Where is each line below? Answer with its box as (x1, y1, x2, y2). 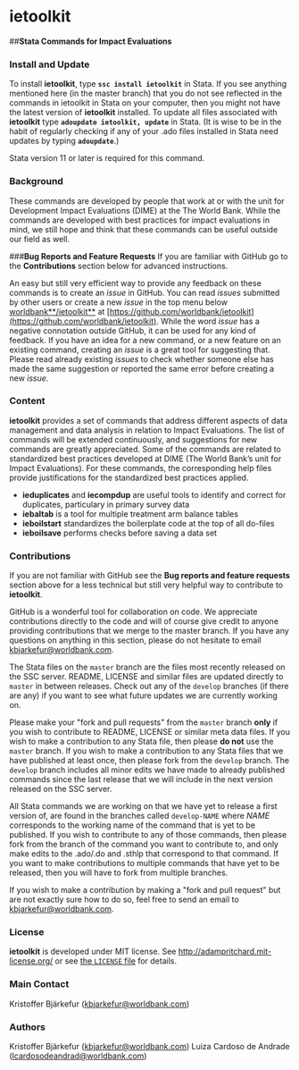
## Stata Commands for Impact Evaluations (9, 36, 172, 46)
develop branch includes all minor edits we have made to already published (9, 764, 286, 775)
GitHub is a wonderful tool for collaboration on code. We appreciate (9, 606, 258, 618)
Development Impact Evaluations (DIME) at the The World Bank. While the (9, 205, 281, 215)
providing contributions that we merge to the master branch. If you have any (9, 626, 290, 636)
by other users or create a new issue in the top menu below (9, 297, 228, 308)
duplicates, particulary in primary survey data (21, 499, 190, 510)
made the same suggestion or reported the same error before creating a (9, 363, 275, 374)
